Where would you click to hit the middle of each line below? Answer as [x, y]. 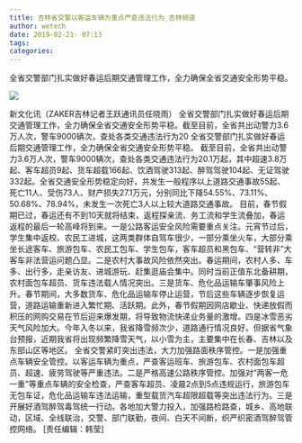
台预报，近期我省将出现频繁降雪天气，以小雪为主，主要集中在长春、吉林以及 [151, 339]
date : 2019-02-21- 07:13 [56, 34]
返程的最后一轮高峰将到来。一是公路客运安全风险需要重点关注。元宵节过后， [151, 227]
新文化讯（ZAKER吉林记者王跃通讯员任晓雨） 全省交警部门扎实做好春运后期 [149, 114]
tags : [19, 43]
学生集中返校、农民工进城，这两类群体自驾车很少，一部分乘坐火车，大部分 [147, 238]
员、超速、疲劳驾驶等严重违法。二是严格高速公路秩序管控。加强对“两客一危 [149, 373]
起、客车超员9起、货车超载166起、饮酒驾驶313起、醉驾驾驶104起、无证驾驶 [150, 170]
